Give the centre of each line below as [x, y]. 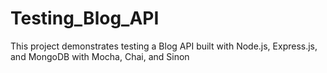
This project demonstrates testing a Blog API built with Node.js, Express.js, [164, 46]
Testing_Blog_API [85, 18]
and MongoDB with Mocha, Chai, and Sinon [100, 56]
